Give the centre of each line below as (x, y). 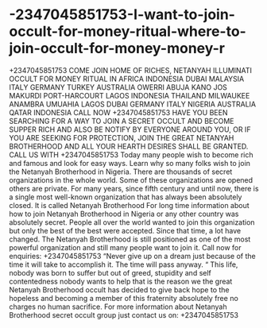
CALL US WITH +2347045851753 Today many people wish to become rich (131, 154)
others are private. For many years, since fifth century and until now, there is (134, 188)
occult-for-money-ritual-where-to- (128, 31)
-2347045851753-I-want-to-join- (122, 15)
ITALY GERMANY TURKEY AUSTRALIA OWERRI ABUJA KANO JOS (118, 87)
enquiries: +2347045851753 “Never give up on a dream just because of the (133, 256)
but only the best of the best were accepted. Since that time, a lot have (125, 230)
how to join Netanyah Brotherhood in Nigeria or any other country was (124, 214)
